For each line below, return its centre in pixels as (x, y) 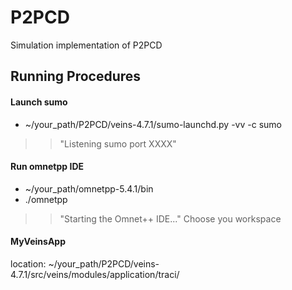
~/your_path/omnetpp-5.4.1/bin (89, 188)
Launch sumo (39, 102)
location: (28, 263)
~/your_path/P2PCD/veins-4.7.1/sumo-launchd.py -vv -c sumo (153, 124)
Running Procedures (76, 76)
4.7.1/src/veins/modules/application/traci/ (95, 274)
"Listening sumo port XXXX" (118, 143)
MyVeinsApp (38, 242)
